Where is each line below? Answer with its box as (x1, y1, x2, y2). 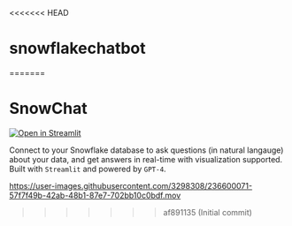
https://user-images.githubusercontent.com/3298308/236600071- (9, 180, 253, 191)
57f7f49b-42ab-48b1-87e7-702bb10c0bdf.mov (9, 190, 181, 200)
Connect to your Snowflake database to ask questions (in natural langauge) (9, 145, 284, 155)
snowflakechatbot (9, 39, 146, 58)
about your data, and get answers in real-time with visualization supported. (9, 154, 283, 164)
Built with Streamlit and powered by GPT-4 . (9, 163, 166, 174)
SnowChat (9, 99, 88, 118)
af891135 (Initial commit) (163, 207, 252, 217)
